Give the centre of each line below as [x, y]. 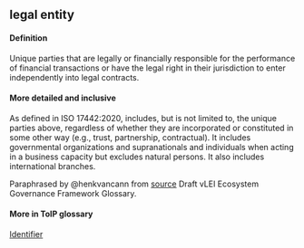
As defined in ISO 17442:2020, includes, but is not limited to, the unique [143, 118]
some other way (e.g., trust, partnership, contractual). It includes [130, 137]
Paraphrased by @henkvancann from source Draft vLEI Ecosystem [134, 184]
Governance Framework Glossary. [73, 193]
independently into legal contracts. [74, 77]
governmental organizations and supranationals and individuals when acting [152, 147]
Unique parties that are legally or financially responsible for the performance [152, 58]
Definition [29, 38]
